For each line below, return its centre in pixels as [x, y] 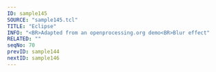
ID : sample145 [27, 13]
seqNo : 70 [21, 45]
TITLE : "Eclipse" [32, 26]
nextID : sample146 [33, 58]
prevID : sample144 [33, 52]
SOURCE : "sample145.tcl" [43, 20]
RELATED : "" [24, 39]
